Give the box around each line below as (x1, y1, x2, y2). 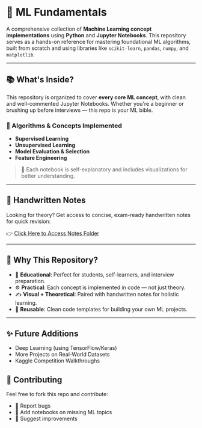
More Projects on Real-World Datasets (14, 351, 110, 358)
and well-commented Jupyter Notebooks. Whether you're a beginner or (6, 100, 185, 107)
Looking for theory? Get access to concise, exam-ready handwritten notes (6, 211, 191, 218)
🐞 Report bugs (14, 402, 51, 409)
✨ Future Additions (6, 329, 79, 339)
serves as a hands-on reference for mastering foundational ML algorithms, (6, 38, 191, 45)
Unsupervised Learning (14, 141, 76, 149)
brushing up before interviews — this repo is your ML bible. (6, 106, 153, 114)
